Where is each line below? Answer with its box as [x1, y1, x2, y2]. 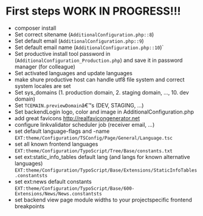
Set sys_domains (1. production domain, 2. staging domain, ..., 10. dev [14, 89, 189, 96]
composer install [14, 24, 57, 32]
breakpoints [14, 202, 45, 210]
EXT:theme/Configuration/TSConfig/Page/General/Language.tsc [14, 135, 173, 141]
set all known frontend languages [14, 140, 98, 147]
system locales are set [14, 82, 71, 89]
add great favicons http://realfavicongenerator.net [14, 114, 140, 122]
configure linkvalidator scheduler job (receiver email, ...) [14, 121, 155, 128]
